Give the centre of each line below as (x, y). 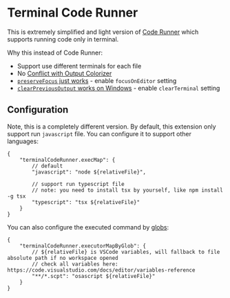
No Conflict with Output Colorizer (64, 73)
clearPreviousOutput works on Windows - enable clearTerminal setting (118, 88)
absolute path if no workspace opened (63, 258)
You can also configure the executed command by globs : (88, 227)
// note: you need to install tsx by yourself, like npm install (128, 190)
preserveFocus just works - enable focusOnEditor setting (97, 80)
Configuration (38, 110)
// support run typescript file (79, 184)
